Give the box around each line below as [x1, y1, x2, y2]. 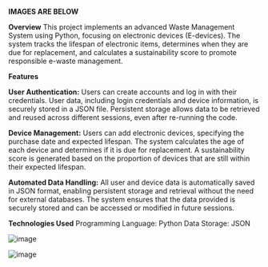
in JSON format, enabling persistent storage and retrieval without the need [8, 186, 254, 195]
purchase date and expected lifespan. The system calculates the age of [8, 137, 245, 146]
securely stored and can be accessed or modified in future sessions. [8, 203, 234, 213]
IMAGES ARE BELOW [8, 7, 79, 16]
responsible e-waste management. [8, 56, 123, 66]
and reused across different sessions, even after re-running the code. [8, 113, 238, 122]
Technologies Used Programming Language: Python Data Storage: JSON [8, 219, 250, 228]
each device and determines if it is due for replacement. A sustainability [8, 145, 246, 154]
